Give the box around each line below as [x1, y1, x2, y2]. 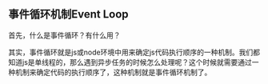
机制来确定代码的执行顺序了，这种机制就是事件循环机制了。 [14, 67, 212, 77]
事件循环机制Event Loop [8, 7, 130, 22]
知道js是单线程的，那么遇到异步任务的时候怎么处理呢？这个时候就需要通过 [8, 57, 252, 66]
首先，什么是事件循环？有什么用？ [8, 30, 121, 40]
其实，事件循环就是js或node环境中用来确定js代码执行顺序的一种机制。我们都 [8, 47, 260, 57]
